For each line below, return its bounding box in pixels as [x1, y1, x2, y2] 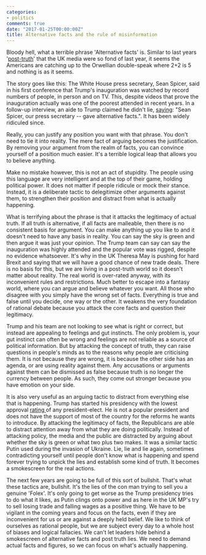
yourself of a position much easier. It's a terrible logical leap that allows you [6, 151, 197, 158]
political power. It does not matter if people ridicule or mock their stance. [6, 182, 190, 189]
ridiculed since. [6, 119, 45, 126]
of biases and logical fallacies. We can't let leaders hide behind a [6, 529, 170, 536]
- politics [6, 15, 34, 21]
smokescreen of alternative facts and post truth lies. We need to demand [6, 535, 191, 543]
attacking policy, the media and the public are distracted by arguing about [6, 432, 193, 440]
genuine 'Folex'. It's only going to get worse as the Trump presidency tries [6, 489, 194, 497]
